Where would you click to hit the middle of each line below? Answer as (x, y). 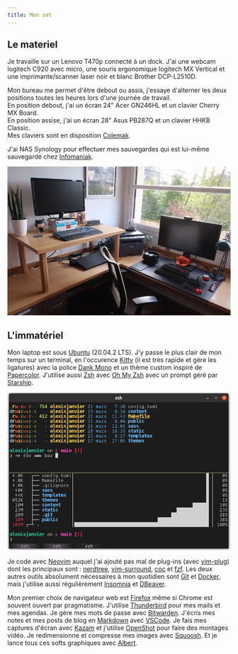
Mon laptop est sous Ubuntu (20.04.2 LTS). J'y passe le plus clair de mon (114, 353)
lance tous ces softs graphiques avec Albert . (73, 643)
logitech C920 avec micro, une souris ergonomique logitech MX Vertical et (116, 69)
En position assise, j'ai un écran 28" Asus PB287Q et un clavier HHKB (109, 120)
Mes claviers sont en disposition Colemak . (69, 135)
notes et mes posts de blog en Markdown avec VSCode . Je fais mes (107, 620)
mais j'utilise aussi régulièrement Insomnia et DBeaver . (87, 584)
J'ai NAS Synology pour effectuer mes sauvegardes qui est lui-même (108, 150)
